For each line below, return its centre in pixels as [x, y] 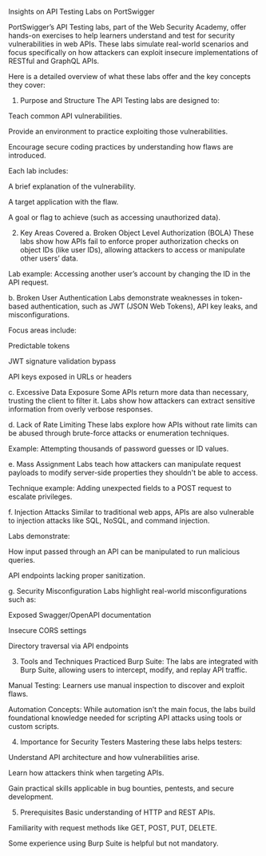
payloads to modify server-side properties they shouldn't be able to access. [133, 472]
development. [31, 797]
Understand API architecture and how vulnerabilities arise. [104, 757]
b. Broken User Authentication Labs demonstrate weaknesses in [114, 298]
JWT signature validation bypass [62, 361]
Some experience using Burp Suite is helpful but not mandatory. [113, 843]
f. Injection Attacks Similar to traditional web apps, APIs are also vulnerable [131, 512]
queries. [22, 560]
